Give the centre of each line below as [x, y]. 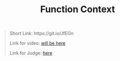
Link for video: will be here [38, 43]
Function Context [78, 9]
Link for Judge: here [31, 53]
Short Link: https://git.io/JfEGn [42, 33]
